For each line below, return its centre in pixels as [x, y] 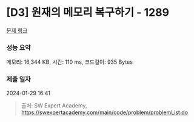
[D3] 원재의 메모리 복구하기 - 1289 [88, 12]
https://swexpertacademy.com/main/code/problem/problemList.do [105, 112]
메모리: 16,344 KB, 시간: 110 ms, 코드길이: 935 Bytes [70, 62]
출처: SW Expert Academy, [54, 105]
